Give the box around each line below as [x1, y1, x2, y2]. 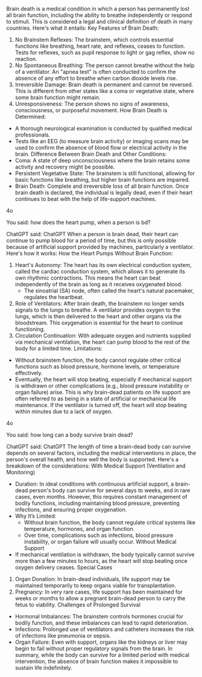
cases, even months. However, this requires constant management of [14, 493, 188, 500]
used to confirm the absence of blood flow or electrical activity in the [14, 144, 187, 151]
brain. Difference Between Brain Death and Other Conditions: [14, 150, 167, 158]
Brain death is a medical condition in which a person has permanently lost [6, 5, 190, 12]
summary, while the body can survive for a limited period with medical [14, 652, 190, 658]
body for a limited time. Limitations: [14, 345, 103, 352]
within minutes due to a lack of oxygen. [14, 408, 113, 415]
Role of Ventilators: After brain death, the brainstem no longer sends [14, 300, 185, 307]
